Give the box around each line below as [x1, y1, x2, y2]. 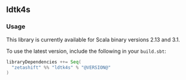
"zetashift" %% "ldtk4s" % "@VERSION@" [11, 65, 111, 71]
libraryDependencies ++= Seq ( [6, 59, 82, 65]
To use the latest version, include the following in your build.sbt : [6, 47, 166, 55]
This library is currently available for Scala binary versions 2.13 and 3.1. [6, 36, 181, 43]
